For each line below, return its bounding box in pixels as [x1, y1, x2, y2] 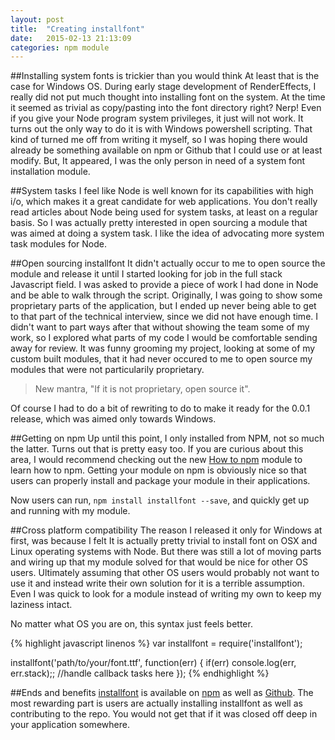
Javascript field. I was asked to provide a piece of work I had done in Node [10, 279, 319, 291]
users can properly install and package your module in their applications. [10, 475, 311, 487]
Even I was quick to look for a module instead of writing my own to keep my [10, 588, 322, 600]
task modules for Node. [10, 238, 107, 250]
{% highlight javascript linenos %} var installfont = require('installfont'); [10, 637, 303, 650]
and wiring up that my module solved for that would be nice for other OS [10, 556, 308, 568]
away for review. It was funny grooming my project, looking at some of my [10, 342, 316, 355]
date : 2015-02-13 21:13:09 [10, 33, 132, 43]
